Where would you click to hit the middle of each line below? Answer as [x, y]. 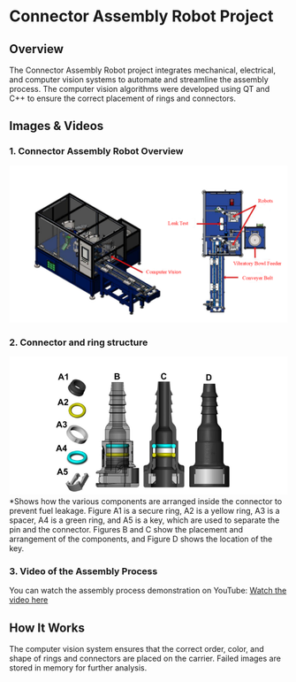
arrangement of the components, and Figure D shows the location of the [141, 539]
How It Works [47, 628]
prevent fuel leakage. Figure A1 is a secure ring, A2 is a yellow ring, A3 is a [144, 511]
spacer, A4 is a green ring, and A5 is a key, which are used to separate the [144, 520]
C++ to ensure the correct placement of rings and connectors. [123, 98]
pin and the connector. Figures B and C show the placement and [126, 530]
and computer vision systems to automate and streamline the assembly [139, 80]
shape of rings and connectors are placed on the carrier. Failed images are [145, 659]
